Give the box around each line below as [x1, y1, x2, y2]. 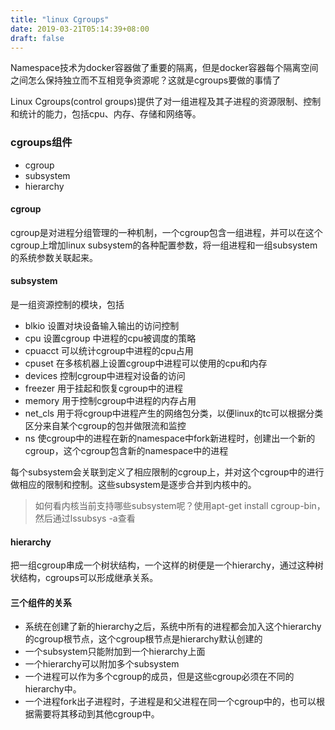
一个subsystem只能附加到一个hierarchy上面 [24, 646, 206, 658]
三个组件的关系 [10, 596, 72, 608]
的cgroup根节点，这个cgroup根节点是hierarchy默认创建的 [24, 633, 263, 645]
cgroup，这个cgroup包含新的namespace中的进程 [24, 445, 229, 457]
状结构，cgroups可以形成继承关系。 [10, 572, 159, 584]
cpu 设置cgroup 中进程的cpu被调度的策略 [24, 332, 197, 345]
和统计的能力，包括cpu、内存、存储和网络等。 [10, 108, 202, 120]
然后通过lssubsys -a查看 [34, 512, 136, 525]
